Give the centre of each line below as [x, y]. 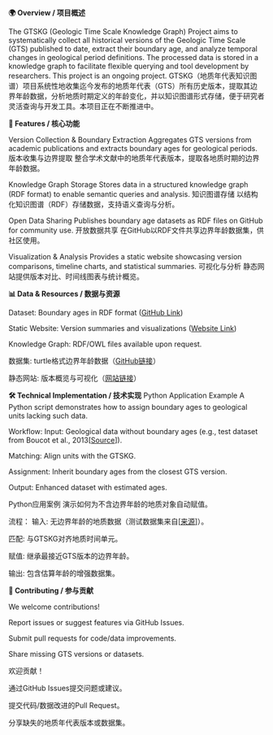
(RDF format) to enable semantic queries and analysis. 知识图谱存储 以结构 [133, 194]
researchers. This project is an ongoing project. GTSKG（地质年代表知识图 [133, 76]
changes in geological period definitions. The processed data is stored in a [133, 57]
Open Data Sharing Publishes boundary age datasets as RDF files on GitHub [136, 220]
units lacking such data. [48, 415]
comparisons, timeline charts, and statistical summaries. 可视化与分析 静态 [133, 266]
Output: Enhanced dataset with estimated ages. [88, 487]
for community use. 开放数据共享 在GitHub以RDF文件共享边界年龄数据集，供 [136, 230]
